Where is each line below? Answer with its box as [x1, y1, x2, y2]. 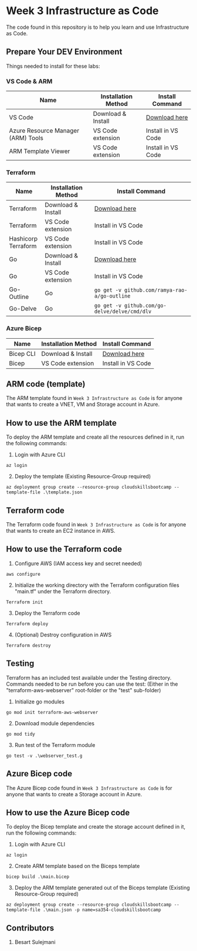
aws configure [6, 571, 41, 577]
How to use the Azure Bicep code [6, 807, 130, 817]
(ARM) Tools [9, 134, 44, 142]
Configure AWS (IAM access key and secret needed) [14, 560, 142, 567]
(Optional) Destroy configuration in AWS [14, 631, 112, 638]
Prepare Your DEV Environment [6, 47, 123, 57]
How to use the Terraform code [6, 544, 122, 554]
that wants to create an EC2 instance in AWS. [6, 528, 116, 535]
